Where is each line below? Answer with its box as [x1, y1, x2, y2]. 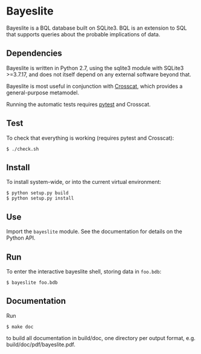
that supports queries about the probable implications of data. [6, 30, 161, 38]
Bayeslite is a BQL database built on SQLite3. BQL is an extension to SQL [6, 24, 187, 31]
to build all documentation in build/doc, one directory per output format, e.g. [6, 334, 196, 341]
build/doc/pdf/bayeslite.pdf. [6, 341, 75, 348]
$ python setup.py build [6, 190, 69, 196]
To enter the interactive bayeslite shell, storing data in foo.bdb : [6, 268, 162, 275]
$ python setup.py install [6, 195, 74, 202]
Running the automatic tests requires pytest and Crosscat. [6, 100, 151, 108]
